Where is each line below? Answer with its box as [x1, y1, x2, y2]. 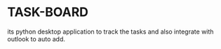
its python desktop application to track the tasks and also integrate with [7, 27, 214, 36]
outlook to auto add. [7, 34, 65, 43]
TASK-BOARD [7, 4, 89, 20]
